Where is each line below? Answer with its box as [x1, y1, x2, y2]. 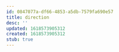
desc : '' [6, 20, 28, 26]
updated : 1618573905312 [6, 25, 66, 32]
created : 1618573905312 [6, 31, 66, 37]
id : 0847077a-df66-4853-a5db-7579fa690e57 [6, 8, 114, 15]
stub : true [6, 36, 33, 42]
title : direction [6, 14, 50, 20]
